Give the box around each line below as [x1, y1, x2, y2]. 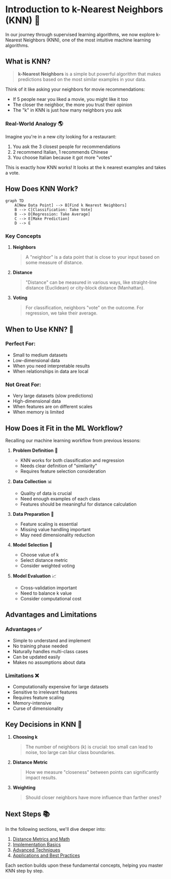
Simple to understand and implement [12, 637, 91, 643]
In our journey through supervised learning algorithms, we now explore [5, 31, 155, 37]
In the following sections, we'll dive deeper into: [5, 826, 106, 832]
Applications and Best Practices [12, 852, 80, 859]
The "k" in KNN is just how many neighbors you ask [12, 107, 122, 113]
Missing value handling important [20, 526, 91, 532]
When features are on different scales [12, 404, 93, 410]
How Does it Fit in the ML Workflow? [5, 424, 123, 432]
